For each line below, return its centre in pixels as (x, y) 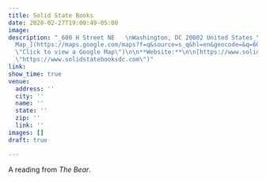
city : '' (30, 96)
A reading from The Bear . (49, 169)
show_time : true (35, 74)
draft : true (28, 140)
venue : (19, 81)
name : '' (30, 103)
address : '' (35, 89)
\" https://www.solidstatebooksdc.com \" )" (85, 60)
